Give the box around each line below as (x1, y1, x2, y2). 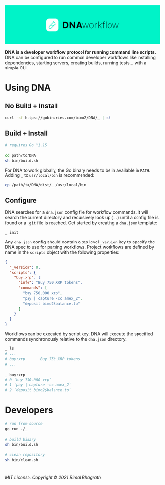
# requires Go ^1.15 (5, 142, 48, 148)
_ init (5, 230, 19, 235)
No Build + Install (5, 102, 58, 110)
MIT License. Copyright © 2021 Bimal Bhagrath (5, 474, 101, 481)
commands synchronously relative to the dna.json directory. (5, 336, 127, 342)
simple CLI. (5, 65, 28, 70)
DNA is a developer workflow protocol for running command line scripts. (5, 49, 156, 55)
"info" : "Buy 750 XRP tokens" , (18, 280, 82, 285)
